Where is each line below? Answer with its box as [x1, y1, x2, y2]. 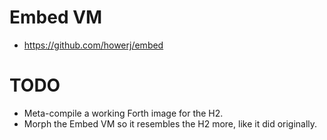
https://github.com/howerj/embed [23, 39, 164, 51]
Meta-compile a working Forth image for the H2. [23, 107, 224, 119]
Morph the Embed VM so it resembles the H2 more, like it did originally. [23, 117, 318, 130]
